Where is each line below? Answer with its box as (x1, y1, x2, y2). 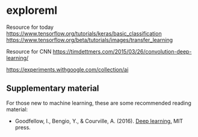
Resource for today (6, 23, 54, 31)
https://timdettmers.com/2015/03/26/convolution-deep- (52, 47, 192, 55)
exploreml (6, 4, 58, 17)
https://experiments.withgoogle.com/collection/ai (6, 65, 129, 73)
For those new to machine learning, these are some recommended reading (6, 99, 191, 106)
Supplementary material (6, 84, 99, 94)
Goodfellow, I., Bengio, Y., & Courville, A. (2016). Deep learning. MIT (14, 117, 184, 124)
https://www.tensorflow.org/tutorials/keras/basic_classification (6, 29, 162, 37)
